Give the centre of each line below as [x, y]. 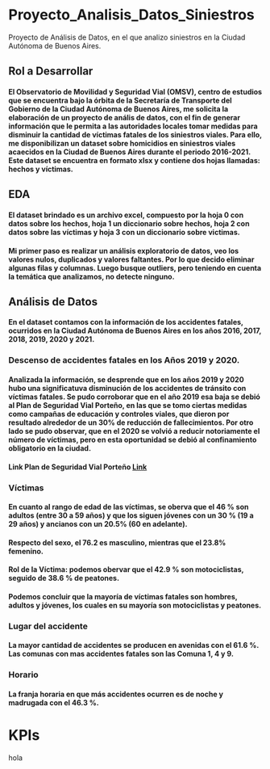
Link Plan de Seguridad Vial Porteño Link [78, 467]
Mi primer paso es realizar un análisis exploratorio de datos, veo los [124, 250]
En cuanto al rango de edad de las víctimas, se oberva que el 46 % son [129, 507]
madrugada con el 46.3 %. [54, 702]
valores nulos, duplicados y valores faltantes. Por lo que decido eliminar [131, 259]
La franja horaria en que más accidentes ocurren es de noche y [116, 694]
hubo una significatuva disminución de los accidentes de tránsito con [127, 388]
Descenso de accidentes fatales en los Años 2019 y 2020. [124, 360]
